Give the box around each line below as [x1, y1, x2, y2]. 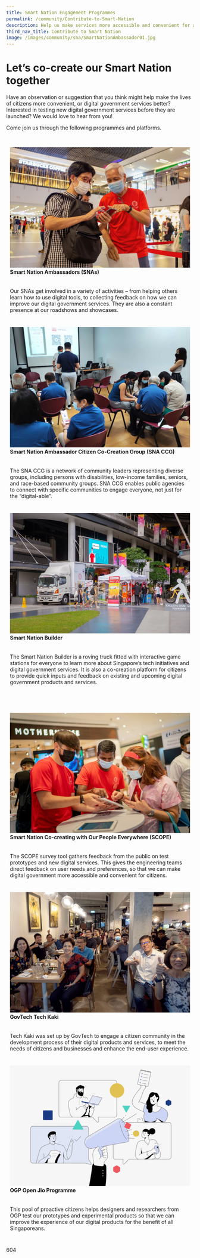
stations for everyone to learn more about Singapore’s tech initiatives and [10, 659, 189, 666]
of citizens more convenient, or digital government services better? [6, 100, 171, 107]
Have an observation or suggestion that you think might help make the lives [6, 94, 192, 101]
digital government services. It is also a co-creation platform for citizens [10, 666, 186, 673]
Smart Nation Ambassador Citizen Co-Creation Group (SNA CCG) [10, 448, 175, 455]
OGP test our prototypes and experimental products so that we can [10, 1211, 174, 1219]
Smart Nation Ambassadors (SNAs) [10, 268, 99, 276]
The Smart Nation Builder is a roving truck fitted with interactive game [10, 653, 181, 660]
